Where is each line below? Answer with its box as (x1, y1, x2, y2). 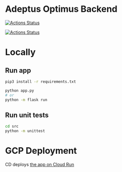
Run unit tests (5, 111, 49, 119)
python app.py (5, 88, 35, 93)
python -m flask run (5, 97, 48, 102)
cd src (5, 124, 19, 129)
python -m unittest (5, 129, 45, 134)
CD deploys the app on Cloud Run (5, 161, 75, 167)
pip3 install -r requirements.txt (5, 79, 77, 84)
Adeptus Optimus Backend (5, 3, 118, 15)
